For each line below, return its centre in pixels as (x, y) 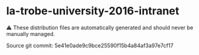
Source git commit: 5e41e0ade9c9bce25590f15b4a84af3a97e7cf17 (90, 45)
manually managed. (31, 33)
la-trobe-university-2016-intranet (93, 11)
